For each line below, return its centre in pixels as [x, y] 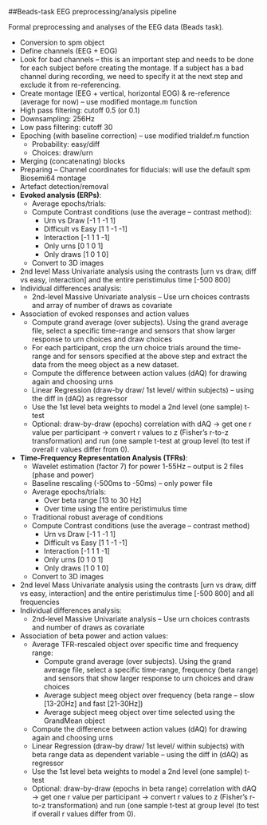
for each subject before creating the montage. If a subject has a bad [132, 68]
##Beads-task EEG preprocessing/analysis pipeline [92, 12]
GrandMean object [74, 720]
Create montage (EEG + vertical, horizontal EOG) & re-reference [125, 93]
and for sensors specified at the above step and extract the [150, 356]
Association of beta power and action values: [94, 636]
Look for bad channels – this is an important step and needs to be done [137, 59]
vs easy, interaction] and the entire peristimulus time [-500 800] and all [137, 593]
